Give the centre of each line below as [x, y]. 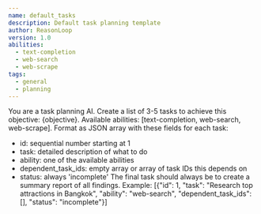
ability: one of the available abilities [77, 160]
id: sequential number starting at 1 [75, 144]
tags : [17, 74]
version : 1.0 [30, 38]
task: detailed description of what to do [83, 152]
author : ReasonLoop [40, 30]
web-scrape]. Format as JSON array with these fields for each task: [118, 128]
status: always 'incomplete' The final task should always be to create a [135, 177]
